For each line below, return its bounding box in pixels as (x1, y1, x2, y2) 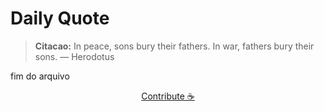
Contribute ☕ (141, 90, 195, 102)
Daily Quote (10, 7, 110, 30)
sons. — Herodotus (34, 50, 115, 62)
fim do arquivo (10, 70, 70, 82)
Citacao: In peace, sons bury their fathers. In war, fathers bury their (34, 40, 315, 52)
